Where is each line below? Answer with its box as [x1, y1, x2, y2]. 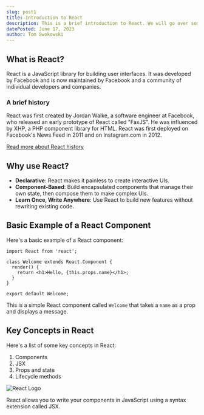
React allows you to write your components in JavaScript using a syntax [6, 396, 186, 403]
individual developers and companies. [6, 83, 101, 90]
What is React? [6, 54, 65, 64]
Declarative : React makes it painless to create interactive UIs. [15, 177, 170, 184]
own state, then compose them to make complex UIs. [15, 190, 149, 197]
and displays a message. [6, 307, 69, 315]
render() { [12, 264, 39, 270]
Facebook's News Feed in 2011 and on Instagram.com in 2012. [6, 131, 162, 139]
